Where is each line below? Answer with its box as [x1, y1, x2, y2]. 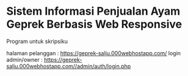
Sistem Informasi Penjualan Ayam [6, 4, 181, 18]
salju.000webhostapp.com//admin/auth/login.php [6, 63, 131, 70]
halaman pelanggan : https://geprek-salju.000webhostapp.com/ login [6, 49, 181, 56]
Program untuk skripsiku [6, 37, 68, 45]
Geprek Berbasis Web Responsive [6, 17, 182, 31]
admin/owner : [6, 56, 43, 63]
